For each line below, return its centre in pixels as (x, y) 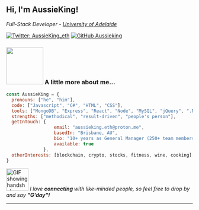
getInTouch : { (29, 122)
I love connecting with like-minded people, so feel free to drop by (110, 189)
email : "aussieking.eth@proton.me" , (99, 128)
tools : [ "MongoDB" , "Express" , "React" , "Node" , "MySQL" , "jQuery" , (98, 111)
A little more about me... (80, 82)
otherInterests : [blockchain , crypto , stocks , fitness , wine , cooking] (102, 155)
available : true (74, 144)
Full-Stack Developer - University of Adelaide (62, 24)
